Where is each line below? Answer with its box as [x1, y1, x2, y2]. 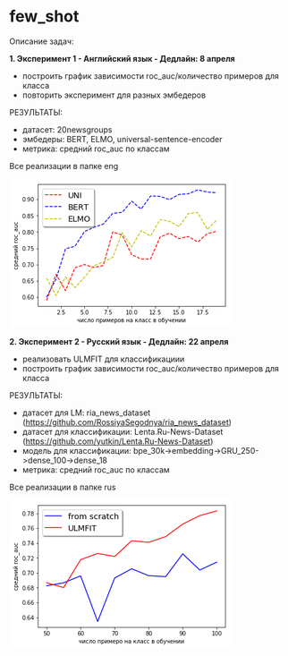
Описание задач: [9, 36, 74, 47]
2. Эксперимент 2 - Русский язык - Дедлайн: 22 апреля [9, 336, 229, 346]
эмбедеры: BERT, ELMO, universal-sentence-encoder [21, 133, 223, 144]
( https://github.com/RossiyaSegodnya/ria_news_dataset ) [21, 416, 233, 427]
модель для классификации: [21, 445, 131, 456]
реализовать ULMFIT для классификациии [21, 354, 185, 364]
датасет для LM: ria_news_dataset [21, 407, 151, 418]
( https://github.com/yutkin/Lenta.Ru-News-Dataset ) [21, 436, 214, 447]
